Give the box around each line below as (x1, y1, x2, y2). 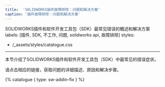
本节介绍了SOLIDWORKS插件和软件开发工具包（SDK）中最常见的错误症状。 (5, 56, 159, 62)
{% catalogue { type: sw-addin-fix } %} (5, 76, 85, 82)
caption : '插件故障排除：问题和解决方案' (5, 12, 81, 17)
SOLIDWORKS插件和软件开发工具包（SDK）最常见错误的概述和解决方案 (5, 25, 150, 32)
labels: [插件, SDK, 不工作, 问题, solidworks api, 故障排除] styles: (5, 32, 135, 38)
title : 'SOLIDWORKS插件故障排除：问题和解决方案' (5, 7, 101, 12)
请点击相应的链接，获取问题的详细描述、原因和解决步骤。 (5, 66, 121, 72)
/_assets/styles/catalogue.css (12, 42, 73, 47)
